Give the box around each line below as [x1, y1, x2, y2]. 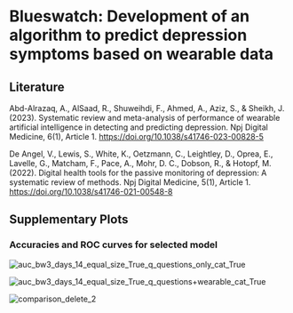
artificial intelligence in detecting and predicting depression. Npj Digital [9, 122, 269, 132]
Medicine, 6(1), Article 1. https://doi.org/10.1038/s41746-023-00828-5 [9, 132, 265, 141]
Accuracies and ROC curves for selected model [9, 238, 218, 251]
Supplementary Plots [9, 212, 129, 228]
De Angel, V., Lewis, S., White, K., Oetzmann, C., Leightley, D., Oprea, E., [9, 148, 273, 159]
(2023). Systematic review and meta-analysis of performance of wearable [9, 113, 281, 123]
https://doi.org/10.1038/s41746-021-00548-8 [9, 187, 173, 197]
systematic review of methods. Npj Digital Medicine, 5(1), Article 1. [9, 177, 251, 188]
